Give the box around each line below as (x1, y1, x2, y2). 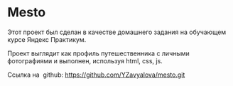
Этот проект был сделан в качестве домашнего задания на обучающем (7, 28, 227, 36)
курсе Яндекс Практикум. (7, 35, 87, 43)
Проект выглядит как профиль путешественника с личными (7, 49, 190, 58)
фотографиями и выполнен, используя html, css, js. (7, 56, 163, 65)
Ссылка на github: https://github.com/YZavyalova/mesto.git (7, 70, 185, 79)
